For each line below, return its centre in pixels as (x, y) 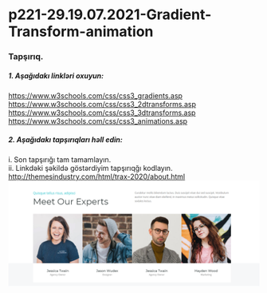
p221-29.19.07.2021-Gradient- (110, 15)
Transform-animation (81, 32)
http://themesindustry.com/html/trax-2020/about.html (97, 176)
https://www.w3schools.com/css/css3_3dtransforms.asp (102, 113)
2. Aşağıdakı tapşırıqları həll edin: (66, 139)
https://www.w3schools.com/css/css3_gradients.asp (96, 96)
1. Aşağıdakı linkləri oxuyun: (56, 75)
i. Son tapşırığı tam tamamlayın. (60, 160)
